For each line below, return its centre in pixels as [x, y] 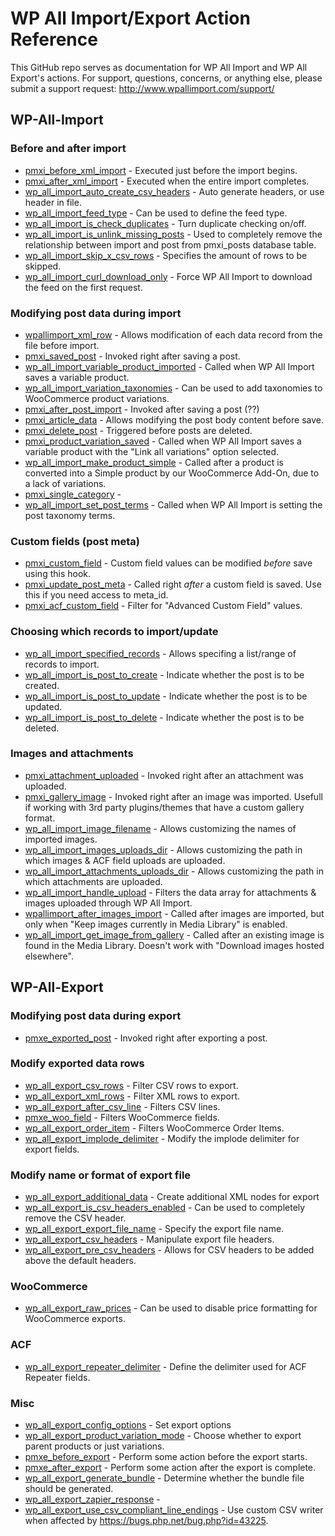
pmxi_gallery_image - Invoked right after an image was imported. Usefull [173, 796]
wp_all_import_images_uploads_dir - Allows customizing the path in [163, 849]
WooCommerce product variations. [97, 398]
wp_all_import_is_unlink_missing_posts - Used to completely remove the [173, 234]
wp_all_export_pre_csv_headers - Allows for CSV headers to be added [169, 1250]
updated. [43, 706]
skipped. [43, 266]
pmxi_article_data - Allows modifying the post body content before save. [174, 419]
